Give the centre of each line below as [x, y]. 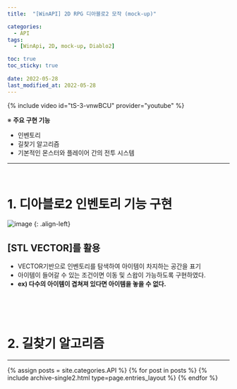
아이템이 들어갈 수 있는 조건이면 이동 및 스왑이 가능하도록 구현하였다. [111, 275]
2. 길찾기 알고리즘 [56, 344]
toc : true [22, 59]
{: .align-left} [52, 224]
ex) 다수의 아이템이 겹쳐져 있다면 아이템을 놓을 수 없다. [92, 284]
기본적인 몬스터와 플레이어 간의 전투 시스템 [76, 152]
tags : [15, 40]
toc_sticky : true [33, 66]
